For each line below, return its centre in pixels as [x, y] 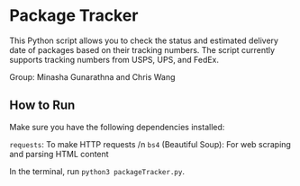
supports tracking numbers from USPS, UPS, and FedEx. [114, 59]
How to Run [42, 106]
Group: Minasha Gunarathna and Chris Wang [92, 76]
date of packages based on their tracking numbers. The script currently [142, 49]
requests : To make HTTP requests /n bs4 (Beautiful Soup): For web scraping [150, 144]
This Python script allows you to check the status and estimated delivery [144, 40]
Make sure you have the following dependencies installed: [117, 127]
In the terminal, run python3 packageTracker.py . [97, 171]
